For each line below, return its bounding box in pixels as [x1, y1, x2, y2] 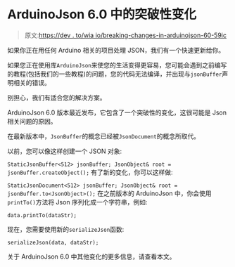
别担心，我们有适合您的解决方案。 [7, 93, 106, 102]
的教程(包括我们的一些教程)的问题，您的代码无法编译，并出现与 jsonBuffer [7, 70, 222, 78]
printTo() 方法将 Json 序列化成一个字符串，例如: [7, 197, 148, 206]
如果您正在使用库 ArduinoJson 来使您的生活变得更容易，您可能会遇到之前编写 [7, 60, 227, 69]
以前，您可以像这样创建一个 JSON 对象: [7, 147, 122, 155]
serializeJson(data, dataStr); [7, 239, 99, 246]
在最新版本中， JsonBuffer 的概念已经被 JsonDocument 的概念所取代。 [7, 131, 201, 141]
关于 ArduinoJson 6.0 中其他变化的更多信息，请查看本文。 [7, 252, 176, 261]
